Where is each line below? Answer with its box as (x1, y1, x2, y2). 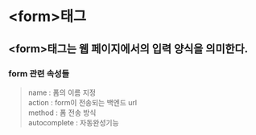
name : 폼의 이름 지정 (27, 88, 97, 97)
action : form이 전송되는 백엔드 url (27, 97, 138, 107)
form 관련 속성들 (8, 67, 70, 79)
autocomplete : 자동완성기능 (27, 117, 119, 127)
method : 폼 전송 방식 (27, 108, 97, 117)
